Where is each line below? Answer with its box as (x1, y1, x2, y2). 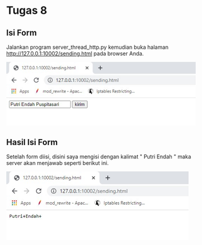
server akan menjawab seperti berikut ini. (6, 160, 109, 167)
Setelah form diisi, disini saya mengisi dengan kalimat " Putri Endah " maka (6, 153, 191, 160)
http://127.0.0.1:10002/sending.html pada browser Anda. (6, 50, 144, 57)
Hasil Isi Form (6, 137, 58, 147)
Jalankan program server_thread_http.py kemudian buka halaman (6, 43, 169, 51)
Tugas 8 (6, 4, 47, 17)
